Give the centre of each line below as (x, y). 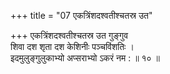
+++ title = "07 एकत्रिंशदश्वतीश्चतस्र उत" (81, 15)
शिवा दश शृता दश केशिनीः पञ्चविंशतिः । (72, 46)
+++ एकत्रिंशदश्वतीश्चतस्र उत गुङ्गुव (69, 35)
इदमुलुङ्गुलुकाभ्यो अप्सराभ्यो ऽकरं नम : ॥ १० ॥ (85, 58)
